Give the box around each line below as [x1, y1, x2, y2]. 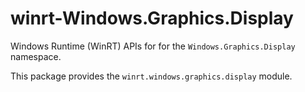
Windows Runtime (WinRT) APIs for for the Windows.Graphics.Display [10, 40, 296, 52]
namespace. [10, 50, 62, 62]
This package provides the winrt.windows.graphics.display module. [10, 70, 293, 82]
